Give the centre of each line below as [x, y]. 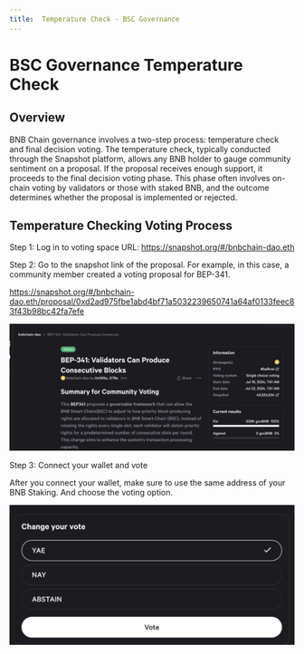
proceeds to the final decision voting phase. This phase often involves [140, 178]
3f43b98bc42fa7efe [47, 312]
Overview [38, 118]
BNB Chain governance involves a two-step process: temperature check [144, 139]
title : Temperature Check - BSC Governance [95, 19]
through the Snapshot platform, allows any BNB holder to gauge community [150, 159]
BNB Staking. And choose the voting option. [91, 492]
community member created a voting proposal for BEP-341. [120, 274]
